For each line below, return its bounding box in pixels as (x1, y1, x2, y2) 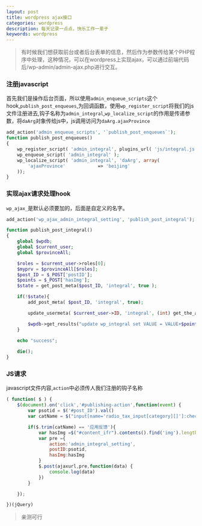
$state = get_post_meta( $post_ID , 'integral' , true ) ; (17, 283, 158, 289)
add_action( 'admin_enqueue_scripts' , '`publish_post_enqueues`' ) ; (6, 129, 176, 135)
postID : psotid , (49, 447, 87, 453)
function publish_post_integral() (6, 227, 93, 234)
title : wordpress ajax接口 (6, 14, 72, 20)
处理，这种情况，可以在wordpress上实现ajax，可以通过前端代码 (31, 56, 189, 63)
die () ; (17, 348, 34, 355)
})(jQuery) (6, 502, 34, 508)
